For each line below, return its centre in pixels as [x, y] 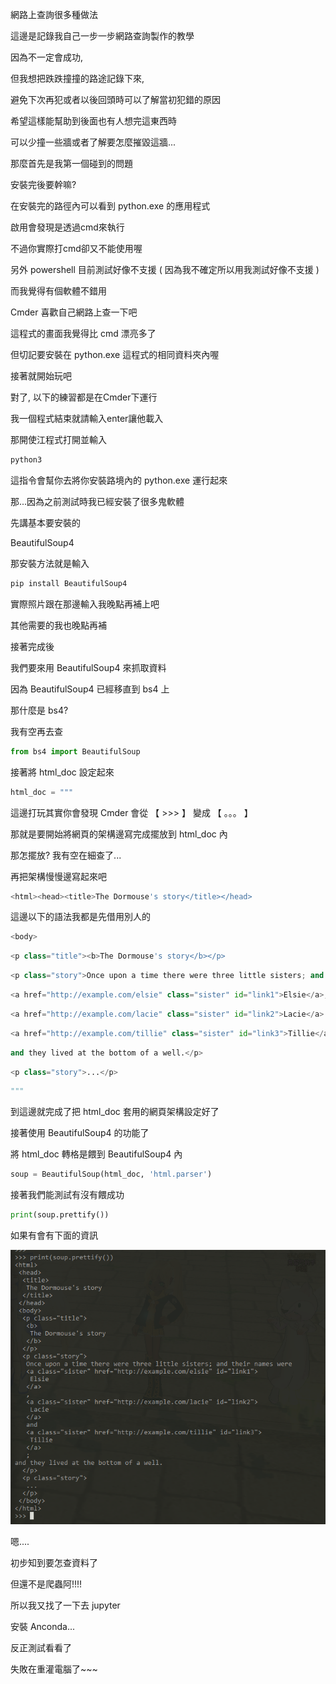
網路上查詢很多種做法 [54, 14]
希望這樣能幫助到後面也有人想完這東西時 [93, 121]
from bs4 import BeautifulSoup [75, 751]
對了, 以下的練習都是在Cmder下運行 [84, 397]
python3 [26, 460]
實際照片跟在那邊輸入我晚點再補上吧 [85, 604]
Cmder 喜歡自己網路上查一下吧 [74, 312]
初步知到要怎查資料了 [54, 1562]
